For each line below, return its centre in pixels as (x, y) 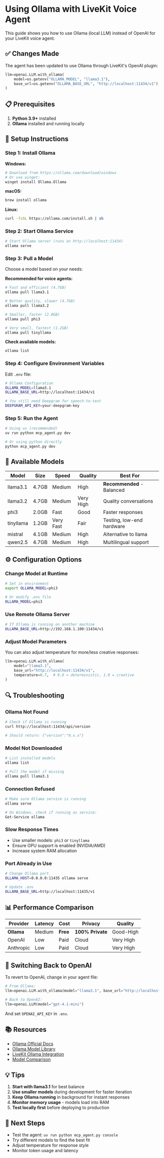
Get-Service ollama (25, 817)
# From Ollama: (20, 986)
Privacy (91, 924)
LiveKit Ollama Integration (38, 1054)
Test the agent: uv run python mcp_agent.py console (65, 1135)
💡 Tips (15, 1075)
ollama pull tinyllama (28, 332)
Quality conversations (128, 501)
